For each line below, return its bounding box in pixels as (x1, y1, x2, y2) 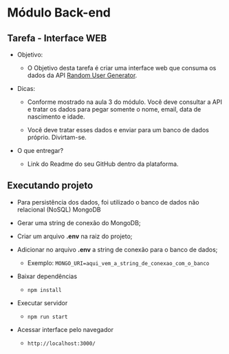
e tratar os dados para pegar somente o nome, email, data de (27, 105, 201, 113)
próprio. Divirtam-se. (27, 133, 87, 141)
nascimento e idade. (27, 112, 85, 121)
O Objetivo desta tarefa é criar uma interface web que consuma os (27, 64, 217, 72)
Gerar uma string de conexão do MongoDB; (17, 218, 141, 227)
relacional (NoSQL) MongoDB (17, 205, 101, 214)
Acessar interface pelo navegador (17, 325, 113, 333)
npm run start (27, 313, 68, 320)
